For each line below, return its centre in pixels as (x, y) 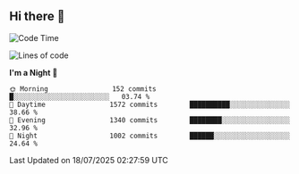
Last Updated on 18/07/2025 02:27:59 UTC (89, 160)
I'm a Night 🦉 (34, 72)
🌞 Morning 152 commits (83, 89)
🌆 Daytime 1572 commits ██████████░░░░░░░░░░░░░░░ (150, 104)
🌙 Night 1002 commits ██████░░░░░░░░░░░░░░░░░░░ (150, 136)
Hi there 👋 (37, 17)
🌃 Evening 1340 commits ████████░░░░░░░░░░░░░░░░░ (150, 120)
